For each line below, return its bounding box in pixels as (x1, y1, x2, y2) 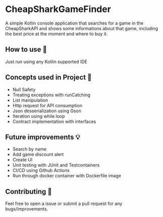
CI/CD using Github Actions (12, 167, 70, 173)
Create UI (12, 157, 33, 163)
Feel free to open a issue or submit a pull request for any (5, 200, 122, 206)
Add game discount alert (12, 151, 64, 157)
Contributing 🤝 (5, 187, 52, 196)
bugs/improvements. (5, 206, 48, 212)
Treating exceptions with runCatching (12, 92, 91, 98)
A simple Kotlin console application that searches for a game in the (5, 20, 144, 26)
